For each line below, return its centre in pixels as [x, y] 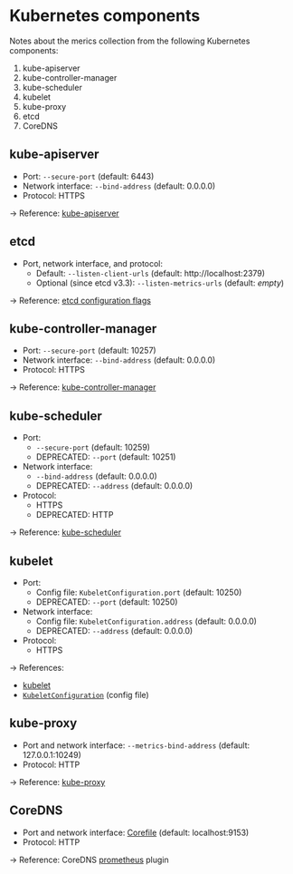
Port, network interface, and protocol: [93, 263]
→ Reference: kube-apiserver [64, 213]
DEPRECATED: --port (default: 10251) [106, 457]
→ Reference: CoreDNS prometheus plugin [89, 859]
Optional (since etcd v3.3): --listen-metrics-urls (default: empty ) [160, 283]
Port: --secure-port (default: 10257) [89, 351]
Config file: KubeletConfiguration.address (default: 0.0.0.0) [146, 621]
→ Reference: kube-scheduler [66, 532]
